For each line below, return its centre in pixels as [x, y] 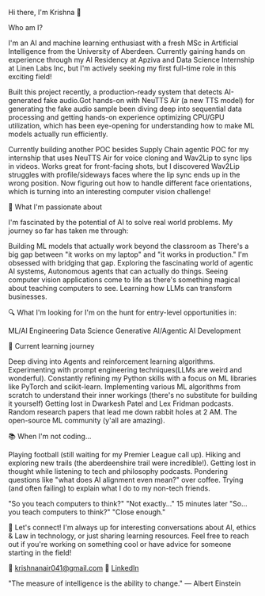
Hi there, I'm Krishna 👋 [45, 12]
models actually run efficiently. [58, 134]
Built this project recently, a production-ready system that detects [115, 92]
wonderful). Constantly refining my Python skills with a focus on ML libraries [132, 378]
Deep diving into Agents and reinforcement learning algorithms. [112, 361]
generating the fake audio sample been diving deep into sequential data [125, 109]
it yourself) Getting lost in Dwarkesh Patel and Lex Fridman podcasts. [121, 403]
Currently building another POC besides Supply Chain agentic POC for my [129, 149]
